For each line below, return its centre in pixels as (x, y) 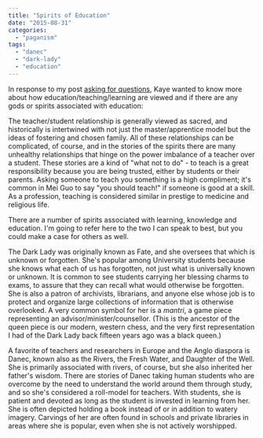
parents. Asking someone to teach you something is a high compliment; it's (130, 179)
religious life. (29, 204)
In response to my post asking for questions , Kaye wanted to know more (125, 89)
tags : (17, 45)
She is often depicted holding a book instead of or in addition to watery (123, 409)
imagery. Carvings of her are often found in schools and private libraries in (128, 417)
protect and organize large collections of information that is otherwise (121, 302)
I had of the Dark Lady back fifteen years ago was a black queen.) (115, 335)
